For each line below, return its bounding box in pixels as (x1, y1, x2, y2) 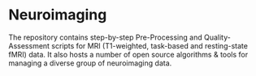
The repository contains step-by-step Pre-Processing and (8, 32, 203, 42)
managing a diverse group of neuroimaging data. (8, 58, 172, 68)
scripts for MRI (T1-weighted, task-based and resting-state (51, 40, 248, 50)
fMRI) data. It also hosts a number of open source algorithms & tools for (8, 49, 249, 59)
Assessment (8, 40, 50, 50)
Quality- (203, 32, 232, 42)
